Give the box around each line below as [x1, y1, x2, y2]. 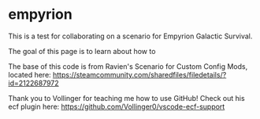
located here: [8, 70, 51, 79]
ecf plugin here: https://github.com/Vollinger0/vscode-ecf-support [8, 102, 225, 111]
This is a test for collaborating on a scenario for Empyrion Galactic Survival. [8, 31, 253, 41]
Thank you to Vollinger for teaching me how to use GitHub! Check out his [8, 93, 246, 103]
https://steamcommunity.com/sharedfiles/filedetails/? [52, 70, 227, 79]
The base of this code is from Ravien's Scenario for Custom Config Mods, [8, 61, 248, 71]
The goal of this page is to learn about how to [8, 46, 156, 56]
